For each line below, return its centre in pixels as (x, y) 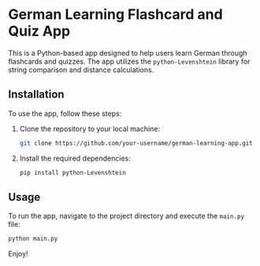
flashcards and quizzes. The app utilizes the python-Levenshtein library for (129, 61)
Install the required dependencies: (75, 158)
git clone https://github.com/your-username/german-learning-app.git (136, 143)
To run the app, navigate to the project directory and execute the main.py (126, 216)
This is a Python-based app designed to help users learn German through (128, 53)
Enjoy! (19, 254)
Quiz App (39, 31)
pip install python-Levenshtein (72, 172)
